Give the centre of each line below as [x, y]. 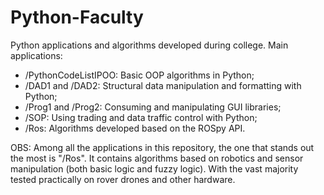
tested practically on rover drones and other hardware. [123, 179]
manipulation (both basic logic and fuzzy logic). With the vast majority [154, 168]
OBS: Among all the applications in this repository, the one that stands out [162, 147]
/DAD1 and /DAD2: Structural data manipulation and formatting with [163, 85]
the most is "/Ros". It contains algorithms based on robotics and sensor [157, 158]
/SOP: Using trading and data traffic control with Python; [141, 117]
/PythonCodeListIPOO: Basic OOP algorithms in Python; [139, 75]
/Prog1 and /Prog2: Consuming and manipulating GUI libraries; [153, 107]
